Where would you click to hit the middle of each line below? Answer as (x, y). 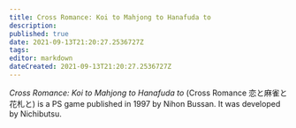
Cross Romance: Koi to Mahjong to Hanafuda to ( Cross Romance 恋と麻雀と (148, 93)
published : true (39, 34)
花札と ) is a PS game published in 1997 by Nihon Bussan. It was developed (145, 103)
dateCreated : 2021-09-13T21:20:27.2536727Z (91, 67)
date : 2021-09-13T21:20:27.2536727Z (76, 42)
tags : (19, 50)
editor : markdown (41, 58)
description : (33, 26)
